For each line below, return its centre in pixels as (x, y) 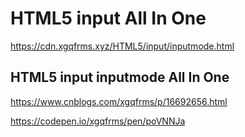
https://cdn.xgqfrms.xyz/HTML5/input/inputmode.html (122, 46)
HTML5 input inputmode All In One (120, 77)
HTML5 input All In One (108, 18)
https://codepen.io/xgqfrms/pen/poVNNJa (98, 121)
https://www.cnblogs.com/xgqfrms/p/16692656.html (119, 101)
